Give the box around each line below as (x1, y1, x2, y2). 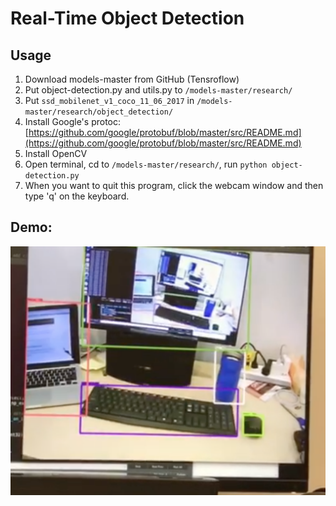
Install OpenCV (24, 148, 88, 159)
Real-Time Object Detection (10, 7, 245, 30)
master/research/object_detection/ (24, 107, 174, 117)
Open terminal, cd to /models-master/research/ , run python (24, 158, 268, 170)
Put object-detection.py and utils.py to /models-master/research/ (24, 84, 293, 96)
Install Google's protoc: (24, 116, 122, 127)
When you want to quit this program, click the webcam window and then (24, 180, 324, 191)
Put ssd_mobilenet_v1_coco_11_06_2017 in (24, 95, 195, 106)
